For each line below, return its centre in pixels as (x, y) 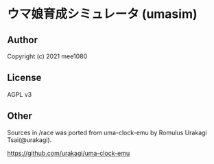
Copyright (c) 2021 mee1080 (47, 56)
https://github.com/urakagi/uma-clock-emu (69, 153)
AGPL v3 (20, 94)
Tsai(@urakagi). (29, 140)
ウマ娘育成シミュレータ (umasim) (102, 14)
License (24, 78)
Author (22, 39)
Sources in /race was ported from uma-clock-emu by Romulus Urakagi (107, 132)
